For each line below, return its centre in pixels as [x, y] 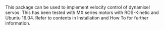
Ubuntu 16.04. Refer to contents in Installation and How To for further [77, 18]
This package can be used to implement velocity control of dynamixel [78, 7]
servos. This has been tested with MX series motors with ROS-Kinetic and [82, 12]
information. [18, 23]
